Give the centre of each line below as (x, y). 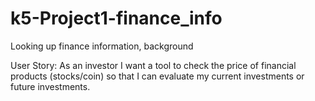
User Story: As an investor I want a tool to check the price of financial (153, 65)
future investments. (50, 86)
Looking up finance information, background (102, 46)
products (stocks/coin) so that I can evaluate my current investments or (157, 76)
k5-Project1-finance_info (116, 18)
